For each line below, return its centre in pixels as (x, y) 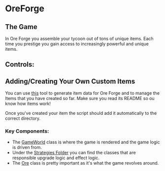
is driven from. (27, 147)
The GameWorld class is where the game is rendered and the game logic (86, 142)
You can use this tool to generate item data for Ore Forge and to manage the (82, 93)
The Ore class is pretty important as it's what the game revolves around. (85, 163)
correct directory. (23, 118)
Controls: (20, 65)
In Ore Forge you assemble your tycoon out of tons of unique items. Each (79, 38)
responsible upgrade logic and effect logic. (56, 158)
